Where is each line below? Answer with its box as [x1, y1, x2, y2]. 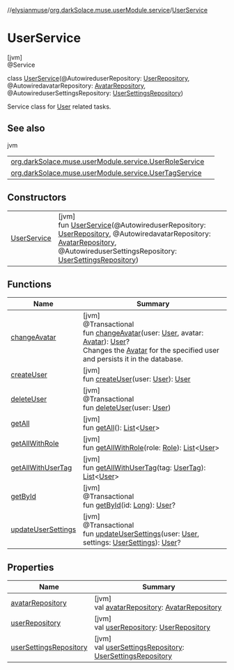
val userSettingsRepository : [93, 643, 185, 653]
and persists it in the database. [82, 354, 183, 364]
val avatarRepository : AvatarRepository [93, 603, 222, 612]
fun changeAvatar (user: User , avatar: [82, 328, 204, 338]
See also [7, 122, 45, 134]
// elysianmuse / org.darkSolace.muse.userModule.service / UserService [7, 6, 208, 14]
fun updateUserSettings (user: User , [82, 529, 200, 539]
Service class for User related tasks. [7, 102, 111, 111]
